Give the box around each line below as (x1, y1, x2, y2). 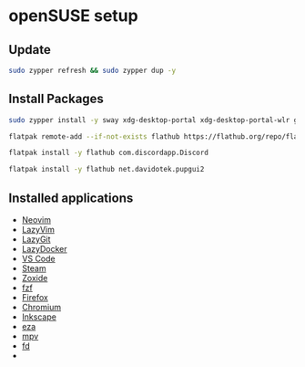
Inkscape (21, 311, 56, 322)
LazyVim (21, 225, 56, 235)
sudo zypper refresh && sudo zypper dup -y (8, 66, 177, 75)
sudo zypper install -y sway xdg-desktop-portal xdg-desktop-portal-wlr (8, 115, 290, 124)
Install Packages (8, 91, 104, 107)
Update (8, 42, 52, 58)
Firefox (21, 292, 49, 302)
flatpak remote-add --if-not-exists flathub (8, 131, 180, 142)
